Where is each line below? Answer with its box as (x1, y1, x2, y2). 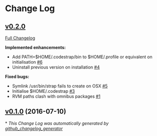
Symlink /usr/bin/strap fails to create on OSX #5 (12, 83, 108, 89)
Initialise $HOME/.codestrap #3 (12, 88, 75, 94)
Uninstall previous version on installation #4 (12, 64, 100, 70)
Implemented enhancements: (5, 45, 66, 50)
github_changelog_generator (5, 125, 63, 131)
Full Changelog (5, 35, 35, 41)
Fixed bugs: (5, 74, 30, 79)
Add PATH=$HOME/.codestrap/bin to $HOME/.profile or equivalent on (12, 54, 153, 60)
